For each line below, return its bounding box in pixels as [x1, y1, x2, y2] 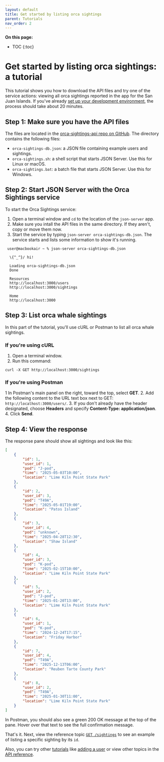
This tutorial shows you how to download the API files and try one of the [5, 88, 151, 94]
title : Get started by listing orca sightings [5, 12, 102, 17]
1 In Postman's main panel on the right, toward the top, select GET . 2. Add [5, 390, 154, 396]
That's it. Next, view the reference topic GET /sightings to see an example [5, 731, 155, 737]
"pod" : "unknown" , [23, 530, 60, 535]
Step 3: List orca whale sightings [5, 311, 107, 320]
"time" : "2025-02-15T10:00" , [23, 566, 82, 571]
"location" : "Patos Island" [23, 507, 80, 512]
